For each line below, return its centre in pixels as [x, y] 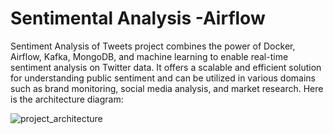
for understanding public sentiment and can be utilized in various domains [163, 78]
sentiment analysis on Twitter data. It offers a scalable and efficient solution [166, 67]
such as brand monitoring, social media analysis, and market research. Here [167, 88]
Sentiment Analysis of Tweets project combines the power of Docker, [153, 46]
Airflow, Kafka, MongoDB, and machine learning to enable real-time [149, 56]
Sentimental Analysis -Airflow [138, 18]
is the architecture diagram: [67, 99]
